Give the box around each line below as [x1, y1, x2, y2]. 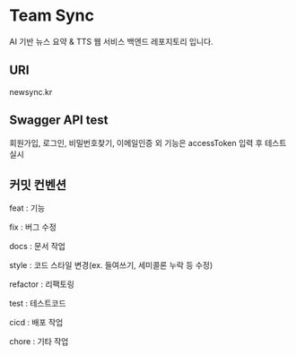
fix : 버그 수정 [9, 221, 57, 233]
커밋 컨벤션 [9, 177, 67, 193]
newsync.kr [9, 86, 53, 97]
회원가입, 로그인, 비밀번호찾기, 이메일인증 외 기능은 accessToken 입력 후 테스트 [9, 137, 287, 148]
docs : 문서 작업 [9, 241, 65, 252]
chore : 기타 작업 [9, 336, 69, 347]
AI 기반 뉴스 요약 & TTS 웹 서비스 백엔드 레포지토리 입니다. [9, 36, 213, 47]
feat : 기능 [9, 203, 46, 213]
